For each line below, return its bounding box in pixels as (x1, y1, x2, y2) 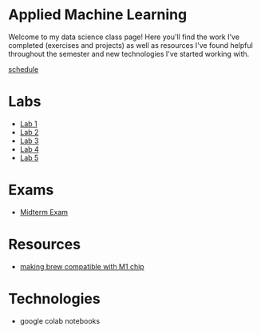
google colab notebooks (19, 316, 101, 325)
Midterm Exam (19, 207, 69, 217)
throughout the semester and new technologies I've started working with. (8, 49, 250, 58)
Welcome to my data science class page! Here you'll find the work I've (8, 32, 240, 42)
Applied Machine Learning (8, 6, 188, 24)
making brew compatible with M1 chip (19, 261, 145, 271)
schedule (8, 64, 39, 74)
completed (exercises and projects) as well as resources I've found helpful (8, 40, 253, 50)
